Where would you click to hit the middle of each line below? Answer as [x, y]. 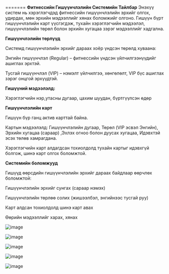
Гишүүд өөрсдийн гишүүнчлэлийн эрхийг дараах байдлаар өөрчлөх [79, 173]
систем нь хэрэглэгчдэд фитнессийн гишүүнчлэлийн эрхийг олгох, [78, 13]
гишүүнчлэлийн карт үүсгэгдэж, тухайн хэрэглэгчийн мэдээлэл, [75, 23]
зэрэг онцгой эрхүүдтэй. [32, 78]
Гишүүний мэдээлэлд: [30, 88]
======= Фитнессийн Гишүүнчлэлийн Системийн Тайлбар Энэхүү [80, 7]
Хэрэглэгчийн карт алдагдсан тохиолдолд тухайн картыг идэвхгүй [77, 148]
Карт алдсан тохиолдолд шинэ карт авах [49, 207]
